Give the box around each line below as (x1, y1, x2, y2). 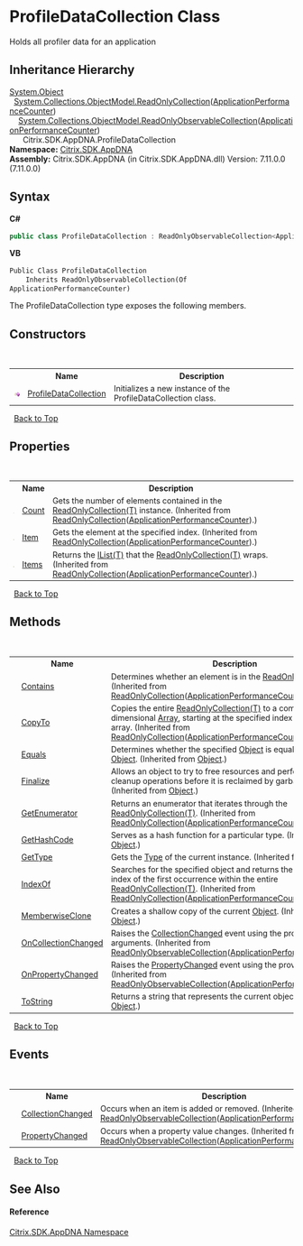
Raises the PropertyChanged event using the (111, 959, 277, 971)
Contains (21, 680, 55, 691)
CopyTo (21, 717, 50, 728)
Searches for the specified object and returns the (111, 864, 293, 875)
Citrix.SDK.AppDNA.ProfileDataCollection (22, 134, 177, 145)
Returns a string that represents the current (111, 991, 271, 1002)
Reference (9, 1206, 50, 1217)
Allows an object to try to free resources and (111, 766, 276, 777)
